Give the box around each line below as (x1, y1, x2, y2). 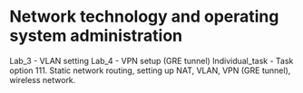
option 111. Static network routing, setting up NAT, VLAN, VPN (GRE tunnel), (9, 65, 291, 76)
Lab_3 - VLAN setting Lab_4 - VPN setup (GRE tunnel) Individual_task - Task (9, 55, 294, 66)
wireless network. (9, 74, 76, 85)
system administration (9, 25, 183, 46)
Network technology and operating (9, 6, 279, 27)
